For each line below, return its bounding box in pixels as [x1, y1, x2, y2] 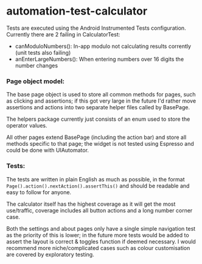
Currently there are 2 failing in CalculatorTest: [6, 30, 120, 38]
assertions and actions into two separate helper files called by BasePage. [6, 104, 190, 111]
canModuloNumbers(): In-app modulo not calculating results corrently [15, 42, 192, 50]
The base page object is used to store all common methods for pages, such [6, 91, 196, 98]
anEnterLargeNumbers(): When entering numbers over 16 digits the [15, 55, 184, 63]
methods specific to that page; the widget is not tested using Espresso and [6, 140, 194, 147]
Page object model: [6, 77, 65, 86]
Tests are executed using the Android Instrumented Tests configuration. [6, 24, 187, 32]
